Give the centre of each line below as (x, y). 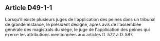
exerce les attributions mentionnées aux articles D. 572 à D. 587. (69, 34)
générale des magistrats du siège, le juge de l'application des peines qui (77, 29)
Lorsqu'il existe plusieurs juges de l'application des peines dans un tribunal (80, 19)
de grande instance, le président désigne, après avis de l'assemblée (73, 24)
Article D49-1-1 (29, 8)
